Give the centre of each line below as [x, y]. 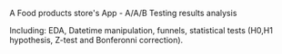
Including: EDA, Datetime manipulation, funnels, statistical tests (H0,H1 [141, 30]
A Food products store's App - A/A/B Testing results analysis [123, 13]
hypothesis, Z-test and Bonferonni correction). [96, 40]
